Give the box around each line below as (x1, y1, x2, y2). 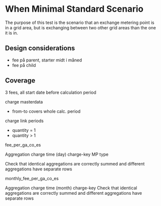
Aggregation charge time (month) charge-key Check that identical (5, 185, 137, 191)
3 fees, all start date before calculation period (5, 89, 96, 95)
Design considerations (5, 44, 75, 52)
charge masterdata (5, 99, 43, 104)
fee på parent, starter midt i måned (12, 57, 82, 63)
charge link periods (5, 118, 44, 124)
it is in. (5, 30, 18, 36)
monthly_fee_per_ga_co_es (5, 175, 59, 181)
